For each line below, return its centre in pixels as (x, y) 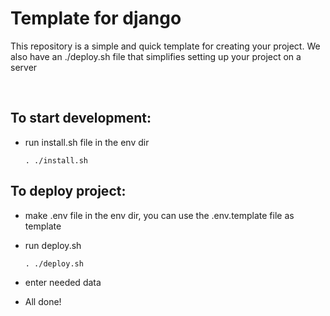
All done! (43, 301)
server (24, 67)
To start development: (81, 118)
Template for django (96, 18)
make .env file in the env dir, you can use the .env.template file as (159, 215)
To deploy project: (68, 191)
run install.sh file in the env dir (87, 142)
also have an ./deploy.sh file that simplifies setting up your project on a (156, 56)
